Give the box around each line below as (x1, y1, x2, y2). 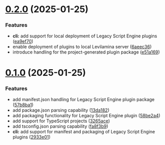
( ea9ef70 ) (12, 38, 34, 44)
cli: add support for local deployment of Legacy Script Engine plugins (12, 33, 157, 39)
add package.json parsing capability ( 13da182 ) (12, 107, 109, 113)
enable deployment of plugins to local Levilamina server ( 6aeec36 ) (12, 44, 152, 50)
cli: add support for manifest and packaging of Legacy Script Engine (12, 128, 155, 134)
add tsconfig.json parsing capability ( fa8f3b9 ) (12, 123, 108, 129)
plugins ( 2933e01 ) (12, 134, 51, 140)
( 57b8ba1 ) (12, 102, 34, 108)
